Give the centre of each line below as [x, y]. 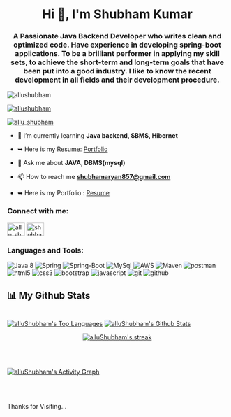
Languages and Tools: [45, 250]
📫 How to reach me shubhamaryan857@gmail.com [94, 177]
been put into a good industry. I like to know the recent [117, 71]
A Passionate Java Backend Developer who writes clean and [117, 36]
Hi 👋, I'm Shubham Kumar [117, 14]
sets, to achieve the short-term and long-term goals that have [117, 62]
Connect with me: [38, 211]
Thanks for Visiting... [37, 406]
